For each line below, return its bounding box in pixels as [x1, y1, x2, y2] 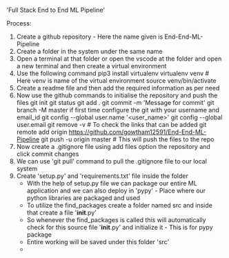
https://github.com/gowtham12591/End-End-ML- [68, 128, 207, 136]
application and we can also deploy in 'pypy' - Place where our [26, 186, 206, 195]
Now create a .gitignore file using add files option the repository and [16, 143, 211, 150]
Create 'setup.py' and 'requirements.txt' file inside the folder [16, 172, 189, 180]
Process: [6, 19, 32, 27]
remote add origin [16, 128, 68, 136]
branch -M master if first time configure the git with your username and [16, 106, 220, 114]
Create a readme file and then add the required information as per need [16, 84, 220, 92]
